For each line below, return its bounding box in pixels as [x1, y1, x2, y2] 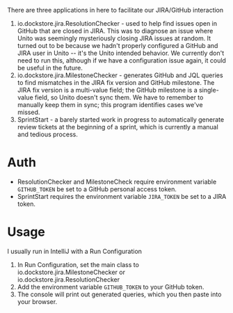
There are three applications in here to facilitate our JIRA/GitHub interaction [7, 6, 224, 14]
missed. [17, 108, 40, 116]
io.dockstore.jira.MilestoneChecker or [17, 268, 125, 276]
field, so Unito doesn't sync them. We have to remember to [34, 93, 204, 102]
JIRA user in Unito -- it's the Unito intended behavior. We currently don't [17, 49, 225, 57]
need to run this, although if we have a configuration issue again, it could [17, 56, 226, 65]
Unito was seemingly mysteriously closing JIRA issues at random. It [17, 34, 211, 42]
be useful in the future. [17, 64, 83, 72]
